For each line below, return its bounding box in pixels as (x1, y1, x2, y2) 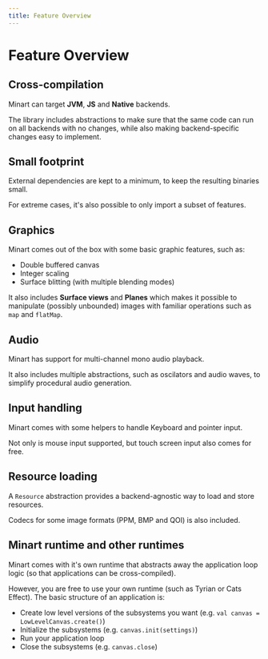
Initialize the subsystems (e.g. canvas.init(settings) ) (19, 625, 198, 634)
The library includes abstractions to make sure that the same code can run (8, 115, 254, 124)
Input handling (8, 401, 82, 415)
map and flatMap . (8, 310, 63, 319)
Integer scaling (19, 269, 70, 279)
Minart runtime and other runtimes (8, 538, 185, 553)
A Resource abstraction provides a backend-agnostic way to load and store (8, 491, 254, 500)
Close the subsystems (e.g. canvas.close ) (19, 641, 158, 651)
